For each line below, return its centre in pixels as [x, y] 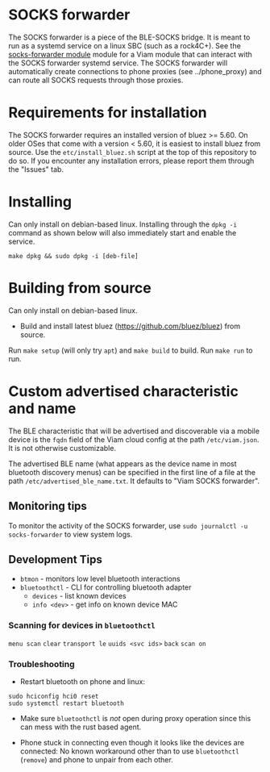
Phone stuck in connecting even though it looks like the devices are [132, 742]
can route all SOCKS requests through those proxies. [96, 80]
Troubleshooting [42, 664]
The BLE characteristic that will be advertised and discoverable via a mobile [134, 431]
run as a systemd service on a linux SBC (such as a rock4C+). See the [125, 45]
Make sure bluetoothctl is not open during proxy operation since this [135, 718]
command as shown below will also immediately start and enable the [123, 232]
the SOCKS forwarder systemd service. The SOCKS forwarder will [118, 63]
